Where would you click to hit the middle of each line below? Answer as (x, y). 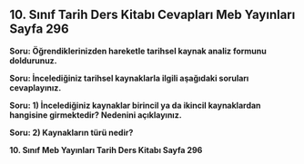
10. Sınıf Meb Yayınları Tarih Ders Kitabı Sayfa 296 (106, 150)
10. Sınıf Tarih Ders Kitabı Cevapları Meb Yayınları (152, 15)
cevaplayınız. (35, 87)
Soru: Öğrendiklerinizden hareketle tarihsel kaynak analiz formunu (138, 51)
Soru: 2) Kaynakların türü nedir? (71, 132)
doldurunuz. (33, 60)
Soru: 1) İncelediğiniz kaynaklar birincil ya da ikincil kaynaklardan (135, 105)
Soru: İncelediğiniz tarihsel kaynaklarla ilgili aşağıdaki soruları (129, 78)
